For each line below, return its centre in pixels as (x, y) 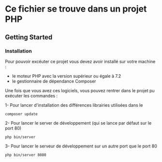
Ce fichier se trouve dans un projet (76, 9)
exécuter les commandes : (31, 96)
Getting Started (29, 37)
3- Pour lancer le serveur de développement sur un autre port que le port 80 (81, 146)
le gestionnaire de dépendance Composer (54, 81)
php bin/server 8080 (26, 155)
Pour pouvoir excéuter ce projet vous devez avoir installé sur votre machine (80, 61)
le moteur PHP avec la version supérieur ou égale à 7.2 (66, 76)
